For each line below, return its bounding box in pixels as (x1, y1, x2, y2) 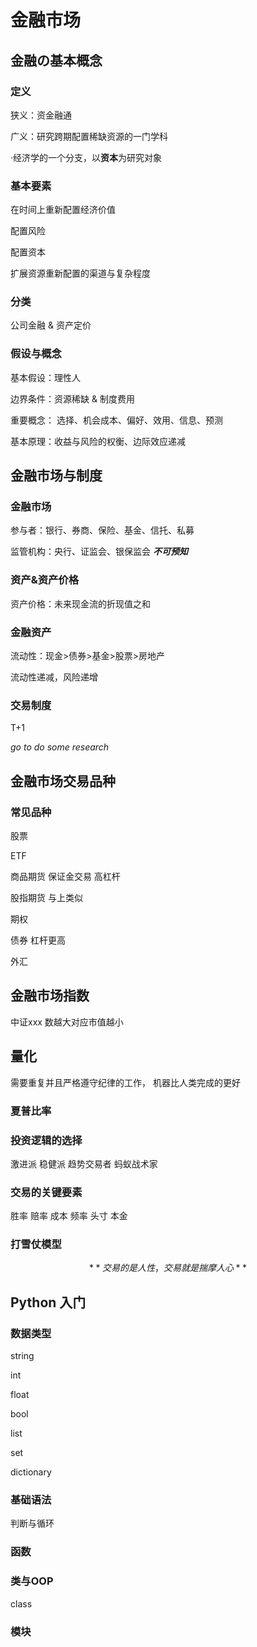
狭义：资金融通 (10, 109, 72, 121)
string (10, 1350, 35, 1362)
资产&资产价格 (10, 573, 80, 587)
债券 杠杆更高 (10, 934, 66, 946)
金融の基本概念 (10, 52, 103, 69)
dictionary (10, 1466, 52, 1478)
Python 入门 (10, 1294, 87, 1311)
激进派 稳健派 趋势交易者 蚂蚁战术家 (10, 1157, 158, 1170)
